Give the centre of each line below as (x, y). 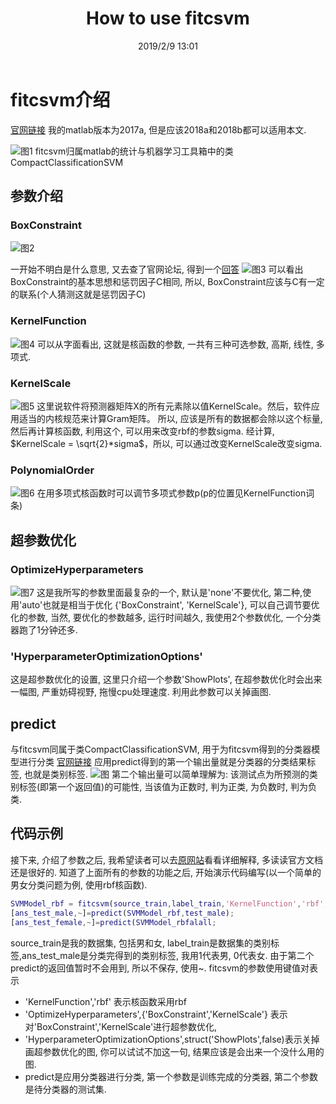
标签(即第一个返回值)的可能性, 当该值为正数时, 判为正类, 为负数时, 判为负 (168, 787)
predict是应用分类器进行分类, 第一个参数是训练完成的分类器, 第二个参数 (171, 1076)
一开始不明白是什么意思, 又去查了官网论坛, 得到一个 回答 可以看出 (157, 269)
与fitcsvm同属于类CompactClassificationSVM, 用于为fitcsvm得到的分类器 (161, 749)
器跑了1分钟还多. (44, 629)
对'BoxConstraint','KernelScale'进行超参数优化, (121, 1026)
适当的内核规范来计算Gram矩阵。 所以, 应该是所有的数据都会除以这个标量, (170, 418)
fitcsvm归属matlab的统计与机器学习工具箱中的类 (134, 151)
